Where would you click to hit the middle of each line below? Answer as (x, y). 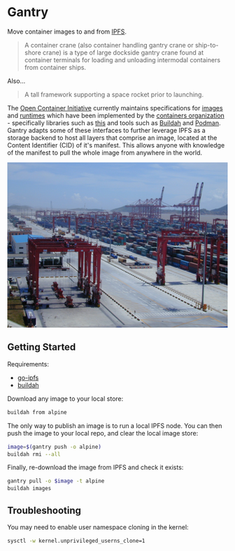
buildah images (29, 489)
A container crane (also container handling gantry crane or (109, 45)
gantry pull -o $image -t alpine (56, 481)
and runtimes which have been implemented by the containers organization (116, 115)
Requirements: (28, 364)
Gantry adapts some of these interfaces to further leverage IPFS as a (107, 130)
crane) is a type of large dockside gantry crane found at (123, 52)
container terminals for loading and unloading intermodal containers (122, 59)
